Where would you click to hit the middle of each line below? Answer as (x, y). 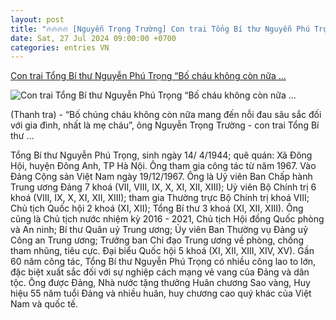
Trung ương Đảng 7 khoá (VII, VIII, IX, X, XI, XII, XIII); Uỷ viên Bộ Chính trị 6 (163, 187)
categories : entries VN (60, 47)
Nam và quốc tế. (44, 304)
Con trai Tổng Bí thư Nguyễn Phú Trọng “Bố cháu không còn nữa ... (148, 76)
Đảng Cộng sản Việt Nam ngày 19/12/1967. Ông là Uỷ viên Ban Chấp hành (161, 177)
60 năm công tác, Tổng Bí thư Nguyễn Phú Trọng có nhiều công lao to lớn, (163, 262)
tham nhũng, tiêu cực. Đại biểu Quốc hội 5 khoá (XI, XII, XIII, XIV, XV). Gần (162, 251)
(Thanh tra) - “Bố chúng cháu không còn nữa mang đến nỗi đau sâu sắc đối (166, 115)
